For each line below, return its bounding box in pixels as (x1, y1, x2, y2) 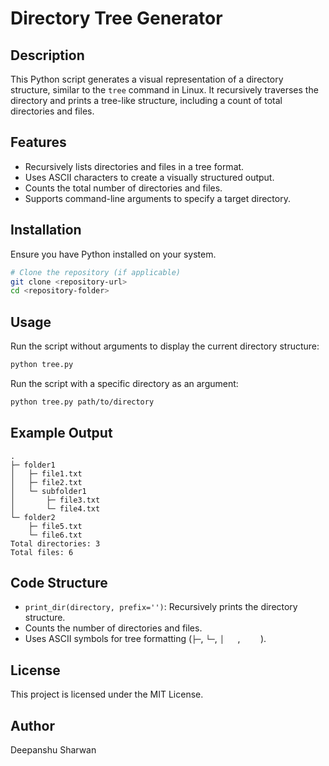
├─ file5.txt (28, 521, 83, 531)
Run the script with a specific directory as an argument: (10, 377, 239, 389)
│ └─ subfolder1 (10, 486, 87, 496)
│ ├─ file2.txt (10, 477, 83, 487)
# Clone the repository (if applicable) (10, 267, 182, 277)
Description (10, 47, 85, 64)
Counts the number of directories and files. (24, 622, 203, 634)
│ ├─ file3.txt (10, 495, 101, 505)
